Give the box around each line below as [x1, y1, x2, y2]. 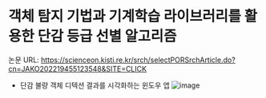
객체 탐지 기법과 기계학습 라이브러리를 [8, 7, 242, 25]
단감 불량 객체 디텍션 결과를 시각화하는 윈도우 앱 [19, 80, 170, 90]
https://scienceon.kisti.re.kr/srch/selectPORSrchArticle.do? [41, 55, 236, 65]
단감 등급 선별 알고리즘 [37, 27, 177, 45]
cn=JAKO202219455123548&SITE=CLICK [8, 64, 147, 73]
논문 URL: [8, 55, 40, 65]
